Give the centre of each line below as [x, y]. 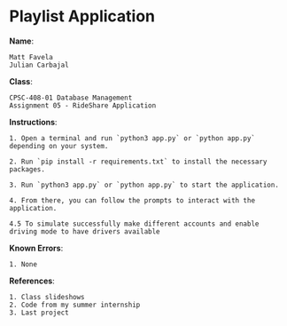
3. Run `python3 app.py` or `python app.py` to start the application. [144, 185]
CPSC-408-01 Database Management [71, 98]
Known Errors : [36, 248]
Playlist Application [82, 16]
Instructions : [33, 122]
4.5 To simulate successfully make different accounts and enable [134, 224]
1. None [23, 264]
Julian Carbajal [39, 65]
